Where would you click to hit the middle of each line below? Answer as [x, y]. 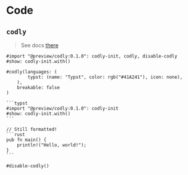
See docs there [39, 45]
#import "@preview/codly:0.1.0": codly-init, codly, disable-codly [92, 56]
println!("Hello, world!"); [52, 145]
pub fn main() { [26, 140]
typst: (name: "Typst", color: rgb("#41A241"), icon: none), [105, 77]
